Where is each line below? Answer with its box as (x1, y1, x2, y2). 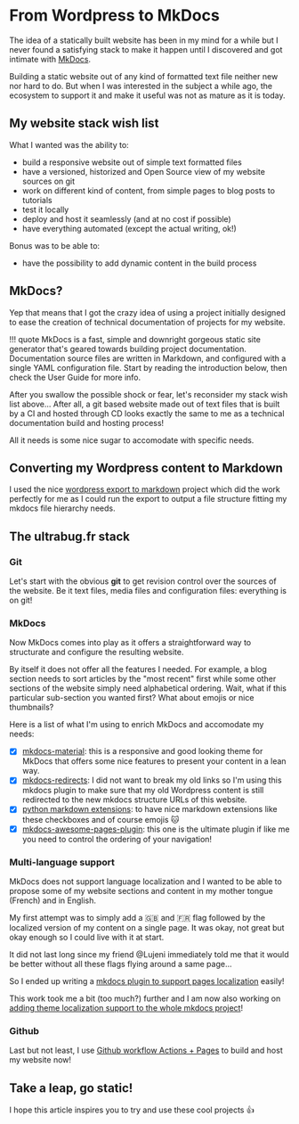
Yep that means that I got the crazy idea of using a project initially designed (9, 307, 287, 317)
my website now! (9, 1054, 72, 1065)
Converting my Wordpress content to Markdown (9, 460, 283, 475)
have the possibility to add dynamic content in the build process (21, 258, 257, 268)
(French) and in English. (9, 895, 96, 906)
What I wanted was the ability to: (9, 139, 129, 150)
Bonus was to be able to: (9, 240, 101, 250)
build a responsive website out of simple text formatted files (21, 157, 242, 168)
